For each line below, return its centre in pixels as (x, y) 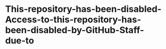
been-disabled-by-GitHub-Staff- (75, 30)
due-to (20, 41)
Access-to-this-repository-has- (73, 20)
